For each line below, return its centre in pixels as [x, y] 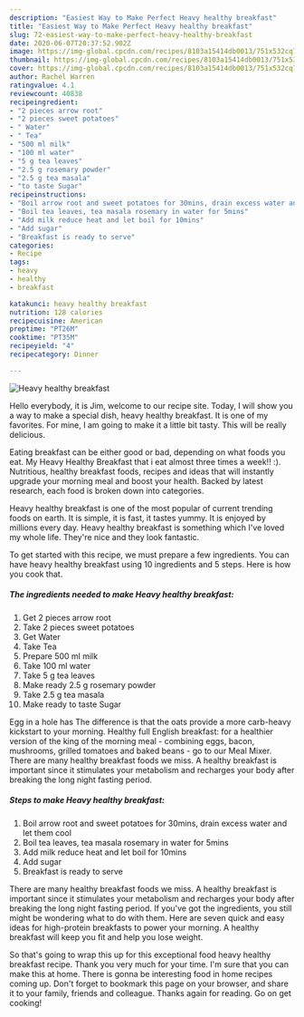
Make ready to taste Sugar [72, 704]
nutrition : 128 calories [56, 312]
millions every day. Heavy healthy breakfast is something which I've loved [147, 528]
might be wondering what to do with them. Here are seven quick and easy [147, 917]
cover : [22, 69]
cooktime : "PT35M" [44, 338]
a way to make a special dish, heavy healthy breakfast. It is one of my [139, 415]
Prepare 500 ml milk [60, 656]
